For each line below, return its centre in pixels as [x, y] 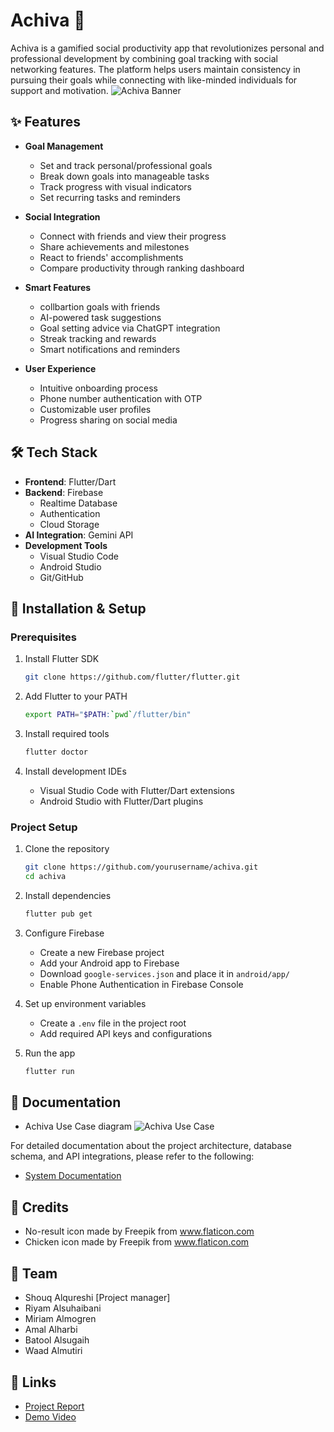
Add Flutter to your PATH [76, 696]
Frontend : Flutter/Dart [70, 481]
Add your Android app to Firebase [109, 963]
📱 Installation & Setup [78, 608]
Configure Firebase [64, 933]
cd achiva [45, 877]
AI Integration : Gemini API [79, 535]
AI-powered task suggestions [100, 317]
